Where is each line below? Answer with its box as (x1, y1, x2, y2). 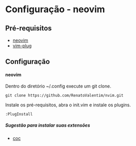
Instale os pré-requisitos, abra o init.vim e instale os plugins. (5, 102, 131, 108)
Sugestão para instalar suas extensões (5, 122, 90, 128)
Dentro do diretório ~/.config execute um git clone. (5, 83, 112, 89)
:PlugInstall (5, 111, 33, 116)
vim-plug (12, 43, 32, 49)
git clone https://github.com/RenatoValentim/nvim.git (5, 93, 124, 98)
